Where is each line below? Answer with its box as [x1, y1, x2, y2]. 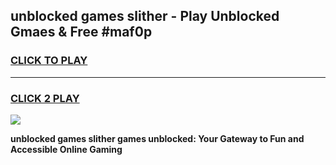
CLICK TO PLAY [10, 54, 88, 68]
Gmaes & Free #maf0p [10, 24, 153, 41]
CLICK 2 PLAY [10, 91, 80, 105]
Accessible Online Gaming [10, 143, 123, 155]
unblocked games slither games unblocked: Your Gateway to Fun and [10, 132, 305, 144]
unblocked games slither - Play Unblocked [10, 8, 280, 25]
